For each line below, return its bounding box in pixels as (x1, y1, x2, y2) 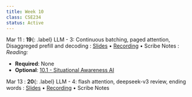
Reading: (6, 49, 29, 56)
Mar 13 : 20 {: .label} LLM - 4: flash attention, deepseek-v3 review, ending (6, 78, 187, 85)
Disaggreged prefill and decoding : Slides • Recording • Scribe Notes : (6, 42, 179, 49)
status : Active (6, 20, 44, 26)
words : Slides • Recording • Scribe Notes (6, 85, 110, 92)
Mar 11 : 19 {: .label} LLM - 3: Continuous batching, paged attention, (6, 36, 171, 43)
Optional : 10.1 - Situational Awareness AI (14, 67, 114, 74)
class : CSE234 (6, 14, 42, 20)
